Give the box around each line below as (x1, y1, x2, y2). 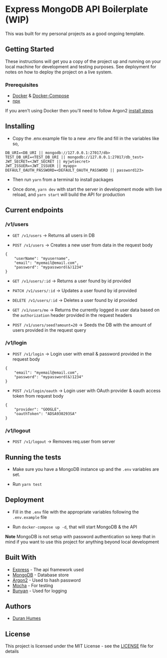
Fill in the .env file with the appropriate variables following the (12, 509, 139, 515)
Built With (5, 553, 36, 562)
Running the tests (5, 453, 61, 461)
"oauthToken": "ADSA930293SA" (14, 411, 77, 416)
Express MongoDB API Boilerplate (5, 3, 149, 15)
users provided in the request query (12, 327, 86, 333)
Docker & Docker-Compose (12, 93, 69, 99)
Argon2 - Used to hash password (12, 577, 81, 583)
